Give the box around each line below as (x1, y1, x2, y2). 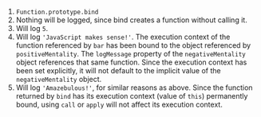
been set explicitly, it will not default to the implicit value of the (15, 66, 221, 75)
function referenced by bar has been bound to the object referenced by (15, 41, 251, 50)
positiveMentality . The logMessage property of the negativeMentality (15, 49, 246, 58)
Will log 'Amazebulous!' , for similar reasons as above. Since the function (15, 83, 253, 92)
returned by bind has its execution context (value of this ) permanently (15, 92, 248, 100)
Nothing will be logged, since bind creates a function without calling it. (15, 15, 247, 25)
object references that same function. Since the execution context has (15, 57, 247, 67)
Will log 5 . (15, 24, 49, 33)
